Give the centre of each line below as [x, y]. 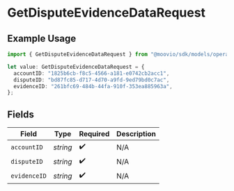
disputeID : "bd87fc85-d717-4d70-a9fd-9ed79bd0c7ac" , [92, 80]
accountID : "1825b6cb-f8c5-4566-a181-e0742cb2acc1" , [92, 73]
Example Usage [42, 39]
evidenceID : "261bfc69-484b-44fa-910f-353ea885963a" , [93, 86]
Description [136, 134]
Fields [21, 114]
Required [94, 134]
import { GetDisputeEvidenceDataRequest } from [78, 54]
